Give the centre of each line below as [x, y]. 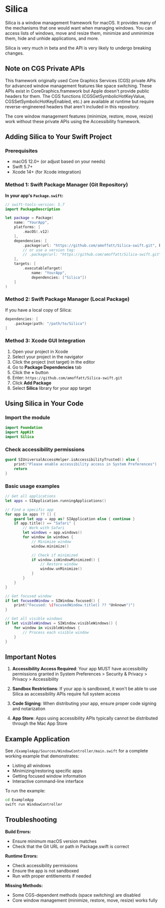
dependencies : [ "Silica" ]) [59, 277]
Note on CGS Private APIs [45, 69]
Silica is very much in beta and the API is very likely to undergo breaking [78, 48]
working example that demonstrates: [42, 756]
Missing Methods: [24, 885]
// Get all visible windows [34, 619]
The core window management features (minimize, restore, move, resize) [79, 116]
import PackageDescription [33, 209]
